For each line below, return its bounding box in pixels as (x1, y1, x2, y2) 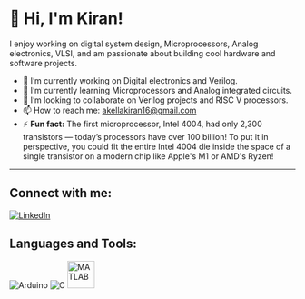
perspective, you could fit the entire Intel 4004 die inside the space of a (22, 141, 291, 152)
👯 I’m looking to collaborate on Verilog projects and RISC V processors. (22, 95, 289, 105)
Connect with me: (9, 185, 113, 201)
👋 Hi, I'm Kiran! (9, 8, 124, 29)
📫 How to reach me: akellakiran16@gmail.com (22, 105, 197, 115)
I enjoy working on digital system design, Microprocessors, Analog (9, 38, 259, 49)
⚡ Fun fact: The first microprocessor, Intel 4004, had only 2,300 (22, 118, 263, 129)
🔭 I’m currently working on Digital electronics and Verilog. (22, 75, 238, 85)
